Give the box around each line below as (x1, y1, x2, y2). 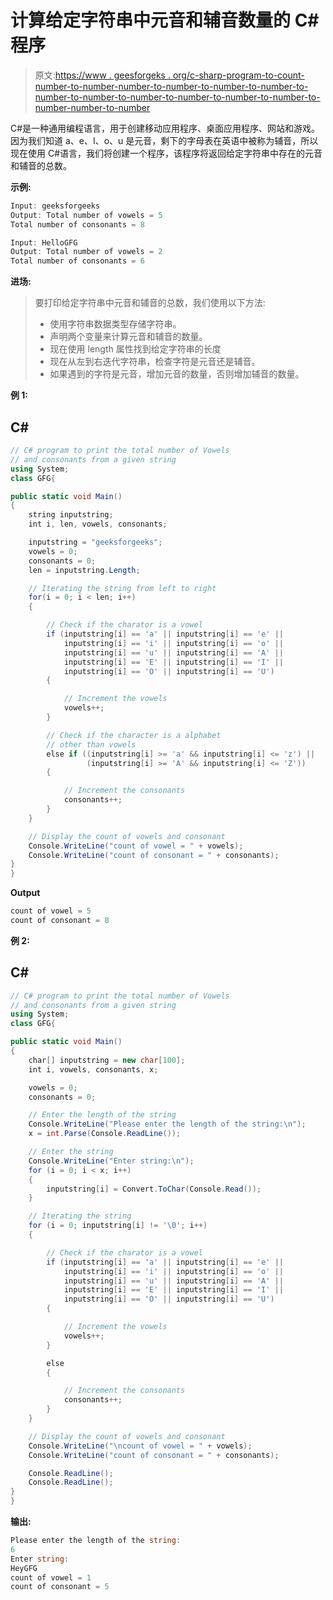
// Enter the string (28, 1147, 114, 1157)
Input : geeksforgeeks (10, 201, 101, 211)
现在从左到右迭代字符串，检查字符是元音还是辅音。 (49, 356, 261, 368)
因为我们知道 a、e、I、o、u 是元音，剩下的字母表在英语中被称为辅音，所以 (10, 134, 319, 146)
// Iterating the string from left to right (28, 583, 217, 593)
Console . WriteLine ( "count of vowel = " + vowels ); (28, 841, 244, 851)
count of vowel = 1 (10, 1572, 92, 1583)
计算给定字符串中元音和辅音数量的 (10, 9, 292, 32)
